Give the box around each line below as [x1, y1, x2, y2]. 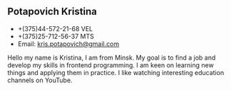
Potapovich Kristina [7, 6, 98, 18]
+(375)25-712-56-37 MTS [17, 32, 95, 40]
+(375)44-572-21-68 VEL [17, 24, 93, 33]
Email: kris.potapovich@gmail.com [17, 39, 120, 48]
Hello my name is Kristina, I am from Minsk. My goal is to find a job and [7, 53, 216, 62]
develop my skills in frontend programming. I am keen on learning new [7, 60, 214, 69]
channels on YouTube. [7, 76, 73, 84]
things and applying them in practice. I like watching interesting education [7, 68, 225, 77]
